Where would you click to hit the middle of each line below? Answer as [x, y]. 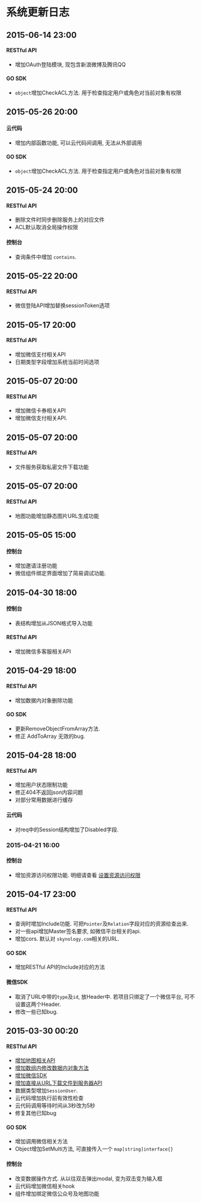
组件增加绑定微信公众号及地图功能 [57, 1193]
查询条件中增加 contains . [46, 257]
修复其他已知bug [36, 1113]
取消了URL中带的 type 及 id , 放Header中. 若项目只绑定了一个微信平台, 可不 [105, 996]
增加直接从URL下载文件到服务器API [58, 1083]
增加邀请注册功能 [36, 566]
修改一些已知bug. [36, 1011]
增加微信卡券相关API [40, 411]
